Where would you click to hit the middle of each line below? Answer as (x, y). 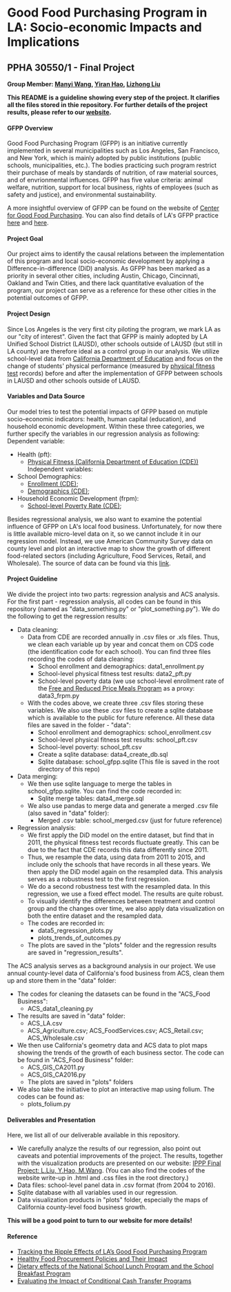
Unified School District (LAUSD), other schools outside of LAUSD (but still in (115, 344)
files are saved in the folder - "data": (79, 725)
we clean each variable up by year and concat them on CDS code (121, 644)
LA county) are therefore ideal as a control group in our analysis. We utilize (113, 351)
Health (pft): (34, 454)
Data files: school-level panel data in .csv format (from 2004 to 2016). (116, 1185)
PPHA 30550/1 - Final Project (71, 67)
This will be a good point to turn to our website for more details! (100, 1221)
